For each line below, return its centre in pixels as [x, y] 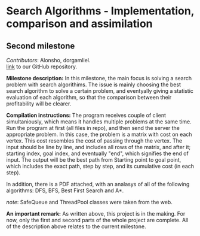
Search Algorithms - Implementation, [100, 11]
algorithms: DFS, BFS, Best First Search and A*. [65, 190]
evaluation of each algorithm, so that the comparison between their [89, 97]
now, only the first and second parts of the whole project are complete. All [97, 220]
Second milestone [41, 46]
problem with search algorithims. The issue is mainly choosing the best [93, 84]
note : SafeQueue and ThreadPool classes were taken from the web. [90, 202]
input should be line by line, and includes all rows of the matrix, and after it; [99, 147]
